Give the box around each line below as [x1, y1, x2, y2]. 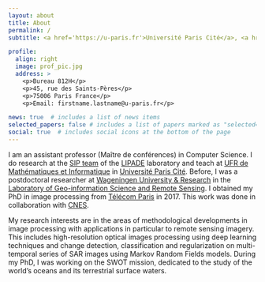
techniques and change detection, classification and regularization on [8, 240, 235, 250]
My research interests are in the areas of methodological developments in [8, 215, 248, 225]
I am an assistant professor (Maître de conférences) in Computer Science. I [8, 149, 252, 159]
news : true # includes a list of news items [8, 114, 160, 122]
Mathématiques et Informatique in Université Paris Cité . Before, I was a [8, 167, 238, 176]
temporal [8, 249, 38, 258]
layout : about [8, 11, 55, 20]
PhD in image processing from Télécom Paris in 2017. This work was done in [8, 191, 256, 201]
